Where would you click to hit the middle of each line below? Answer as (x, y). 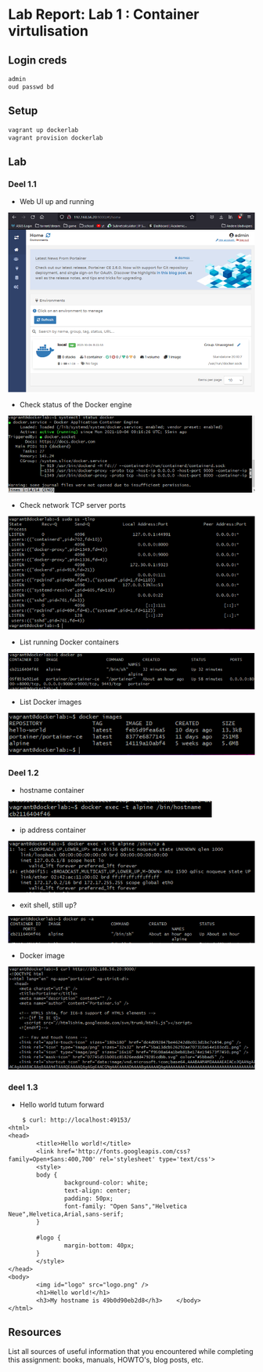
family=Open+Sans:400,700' (52, 1159)
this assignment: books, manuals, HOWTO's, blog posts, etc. (106, 1359)
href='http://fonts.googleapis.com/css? (124, 1151)
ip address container (52, 830)
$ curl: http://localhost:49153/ (77, 1120)
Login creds (38, 60)
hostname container (52, 790)
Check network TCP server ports (73, 505)
